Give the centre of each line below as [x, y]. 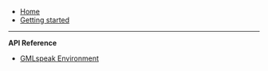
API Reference [33, 43]
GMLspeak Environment [59, 58]
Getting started [45, 20]
